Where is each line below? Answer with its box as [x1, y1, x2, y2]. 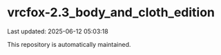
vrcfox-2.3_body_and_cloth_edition [7, 5, 215, 20]
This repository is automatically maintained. [7, 40, 131, 48]
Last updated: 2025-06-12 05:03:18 [7, 27, 108, 35]
